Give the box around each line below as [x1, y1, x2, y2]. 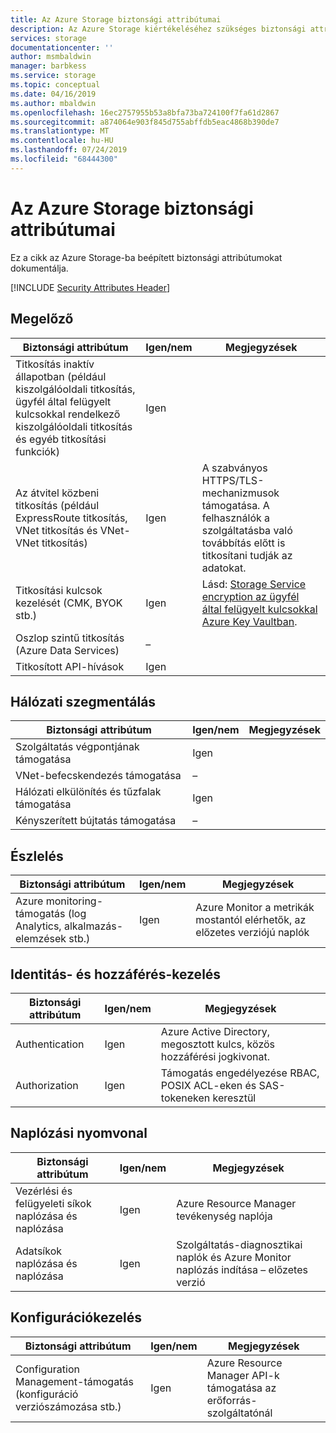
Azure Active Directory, [160, 1024, 271, 1038]
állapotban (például [15, 369, 107, 383]
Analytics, [15, 919, 62, 933]
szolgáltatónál [206, 1406, 273, 1420]
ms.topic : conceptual [10, 80, 101, 90]
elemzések [15, 932, 67, 946]
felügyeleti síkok [15, 1196, 92, 1210]
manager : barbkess [10, 61, 87, 71]
